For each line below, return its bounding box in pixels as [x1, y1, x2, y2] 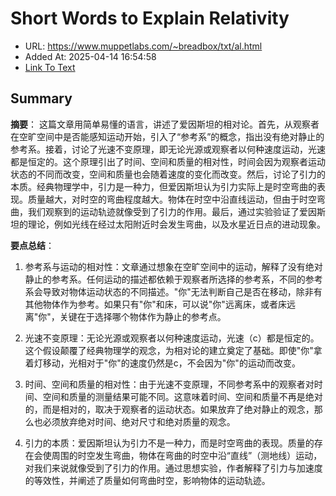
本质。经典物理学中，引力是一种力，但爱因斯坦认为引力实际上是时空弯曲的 [10, 180, 317, 192]
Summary [10, 90, 73, 107]
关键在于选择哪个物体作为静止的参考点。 [59, 310, 227, 322]
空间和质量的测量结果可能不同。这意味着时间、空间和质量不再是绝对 [42, 390, 323, 402]
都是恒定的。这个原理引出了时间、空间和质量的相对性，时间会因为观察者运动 [10, 155, 326, 167]
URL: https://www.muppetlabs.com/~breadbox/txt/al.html [24, 40, 263, 52]
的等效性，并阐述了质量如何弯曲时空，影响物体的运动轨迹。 [24, 474, 271, 486]
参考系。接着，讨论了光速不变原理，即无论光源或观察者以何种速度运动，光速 [10, 143, 326, 155]
